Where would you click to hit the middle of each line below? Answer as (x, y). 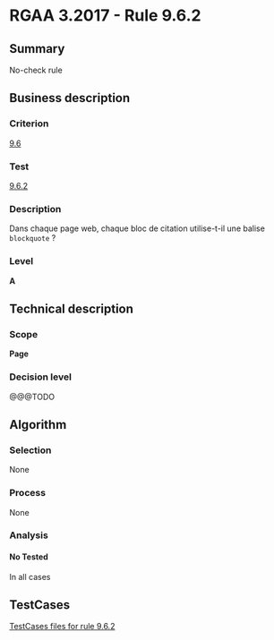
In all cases (30, 576)
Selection (30, 450)
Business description (70, 98)
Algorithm (38, 425)
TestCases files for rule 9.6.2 (62, 627)
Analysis (29, 535)
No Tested (29, 557)
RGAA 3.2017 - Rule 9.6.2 (105, 16)
